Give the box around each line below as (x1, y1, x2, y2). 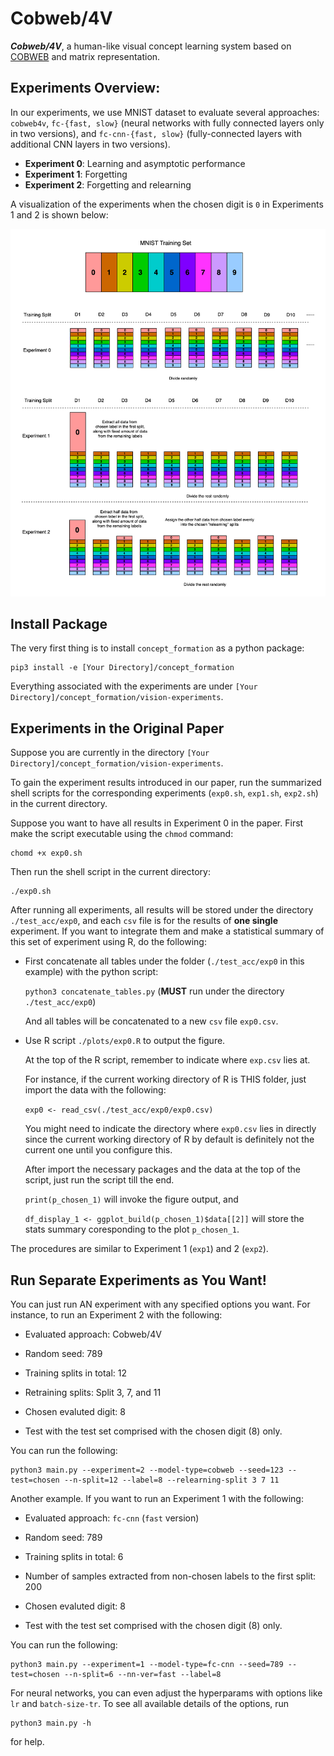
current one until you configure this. (24, 1144, 173, 1156)
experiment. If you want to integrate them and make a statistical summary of (10, 925, 325, 937)
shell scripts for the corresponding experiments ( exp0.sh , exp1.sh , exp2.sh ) (10, 787, 319, 799)
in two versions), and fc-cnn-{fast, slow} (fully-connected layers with (10, 127, 302, 139)
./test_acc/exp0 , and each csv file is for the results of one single (10, 915, 278, 927)
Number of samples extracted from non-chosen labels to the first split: (24, 1570, 317, 1582)
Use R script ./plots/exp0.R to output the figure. (24, 1035, 226, 1047)
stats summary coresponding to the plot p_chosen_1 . (24, 1223, 240, 1236)
